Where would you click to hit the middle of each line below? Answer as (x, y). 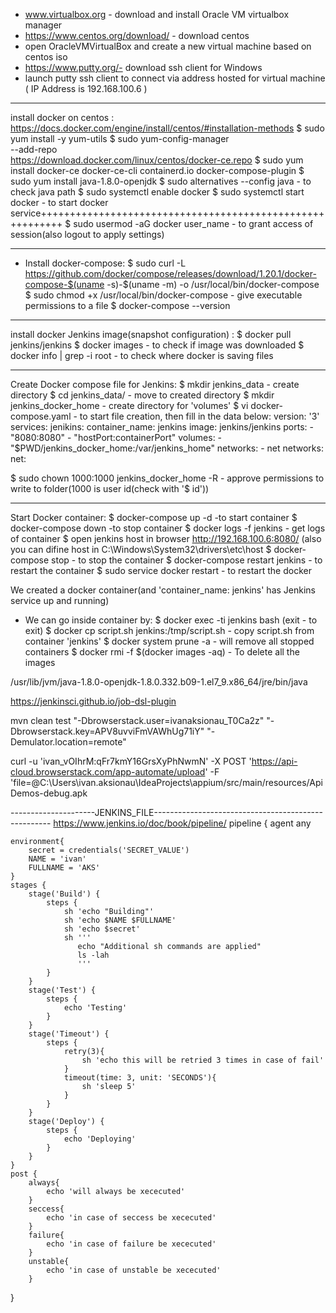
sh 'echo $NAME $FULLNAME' (120, 920)
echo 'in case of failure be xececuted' (131, 1244)
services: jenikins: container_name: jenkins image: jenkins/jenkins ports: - (162, 427)
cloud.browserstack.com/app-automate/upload (108, 772)
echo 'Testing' (95, 1008)
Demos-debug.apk (49, 793)
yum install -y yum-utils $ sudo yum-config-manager (120, 138)
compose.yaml (41, 416)
